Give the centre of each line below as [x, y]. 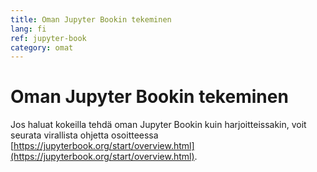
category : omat [42, 47]
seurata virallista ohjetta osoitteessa [84, 135]
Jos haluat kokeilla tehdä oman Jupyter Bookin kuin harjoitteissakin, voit [158, 125]
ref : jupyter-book [48, 38]
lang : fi [28, 29]
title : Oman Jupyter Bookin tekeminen [91, 19]
